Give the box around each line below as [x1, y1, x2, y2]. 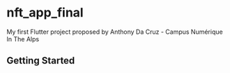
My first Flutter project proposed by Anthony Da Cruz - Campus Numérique [6, 28, 224, 36]
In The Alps [6, 34, 40, 43]
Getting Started [6, 55, 75, 67]
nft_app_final [6, 5, 84, 21]
